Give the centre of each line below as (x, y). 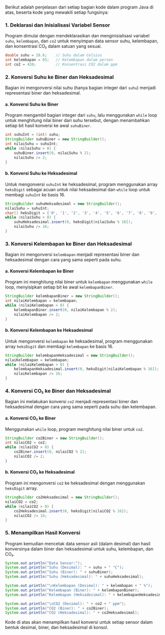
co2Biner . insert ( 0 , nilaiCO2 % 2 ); (50, 452)
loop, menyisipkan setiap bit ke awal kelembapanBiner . (59, 287)
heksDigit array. (21, 488)
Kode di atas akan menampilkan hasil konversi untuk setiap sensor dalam (79, 622)
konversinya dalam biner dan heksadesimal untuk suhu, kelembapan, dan (79, 549)
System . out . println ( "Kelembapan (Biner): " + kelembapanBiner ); (72, 590)
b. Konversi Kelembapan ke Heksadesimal (49, 330)
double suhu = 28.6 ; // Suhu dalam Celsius (54, 55)
